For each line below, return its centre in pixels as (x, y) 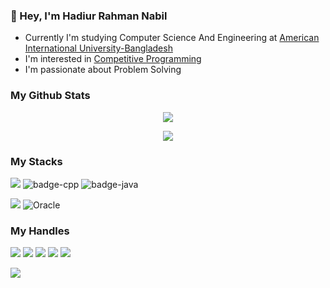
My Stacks (36, 161)
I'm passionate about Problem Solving (103, 70)
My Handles (40, 231)
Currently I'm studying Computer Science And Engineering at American (172, 38)
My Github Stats (50, 96)
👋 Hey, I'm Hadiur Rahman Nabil (89, 16)
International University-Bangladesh (98, 48)
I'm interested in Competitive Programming (113, 59)
